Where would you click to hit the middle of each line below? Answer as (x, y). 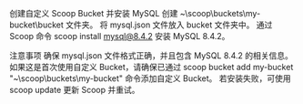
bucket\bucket (36, 25)
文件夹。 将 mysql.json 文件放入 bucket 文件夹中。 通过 (169, 25)
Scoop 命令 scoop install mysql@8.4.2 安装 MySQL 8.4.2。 (120, 36)
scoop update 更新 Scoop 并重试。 (75, 90)
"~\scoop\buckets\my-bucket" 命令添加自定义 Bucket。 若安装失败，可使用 (150, 78)
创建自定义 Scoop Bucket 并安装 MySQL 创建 (94, 13)
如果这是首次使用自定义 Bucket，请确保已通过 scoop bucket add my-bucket (151, 67)
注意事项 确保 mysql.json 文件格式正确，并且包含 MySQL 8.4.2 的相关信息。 (151, 56)
